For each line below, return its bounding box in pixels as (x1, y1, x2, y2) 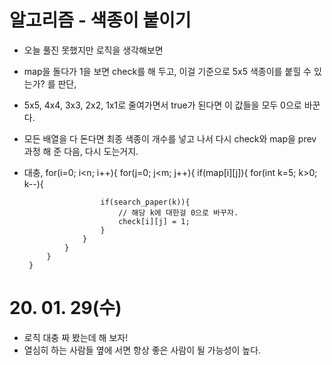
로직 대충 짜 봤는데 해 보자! (23, 331, 129, 343)
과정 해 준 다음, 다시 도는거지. (23, 145, 139, 157)
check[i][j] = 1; (118, 216, 191, 226)
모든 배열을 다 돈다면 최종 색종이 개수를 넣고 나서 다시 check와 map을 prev (23, 132, 317, 145)
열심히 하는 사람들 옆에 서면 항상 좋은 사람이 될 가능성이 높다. (23, 344, 262, 356)
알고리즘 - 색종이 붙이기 (9, 9, 192, 32)
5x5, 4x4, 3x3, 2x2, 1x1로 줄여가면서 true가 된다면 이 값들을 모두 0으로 (23, 99, 302, 111)
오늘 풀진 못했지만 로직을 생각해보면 (23, 44, 164, 56)
